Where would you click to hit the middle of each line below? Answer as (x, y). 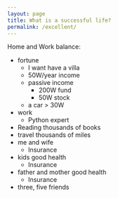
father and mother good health (62, 172)
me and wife (35, 143)
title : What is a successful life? (59, 20)
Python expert (48, 120)
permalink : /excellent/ (42, 27)
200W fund (55, 90)
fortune (28, 60)
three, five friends (43, 187)
